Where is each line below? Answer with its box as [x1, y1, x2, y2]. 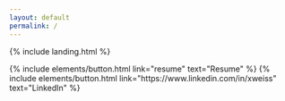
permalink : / [9, 21, 58, 30]
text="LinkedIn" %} [9, 82, 81, 93]
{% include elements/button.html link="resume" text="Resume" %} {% [9, 63, 271, 74]
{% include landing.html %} [9, 46, 111, 56]
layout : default [9, 13, 70, 22]
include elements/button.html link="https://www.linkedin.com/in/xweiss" [9, 72, 277, 83]
